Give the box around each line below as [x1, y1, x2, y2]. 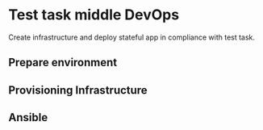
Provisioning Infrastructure [8, 83, 148, 97]
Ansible [8, 111, 48, 124]
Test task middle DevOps [8, 6, 180, 24]
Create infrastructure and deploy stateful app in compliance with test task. [8, 32, 256, 42]
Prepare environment [8, 56, 118, 69]
